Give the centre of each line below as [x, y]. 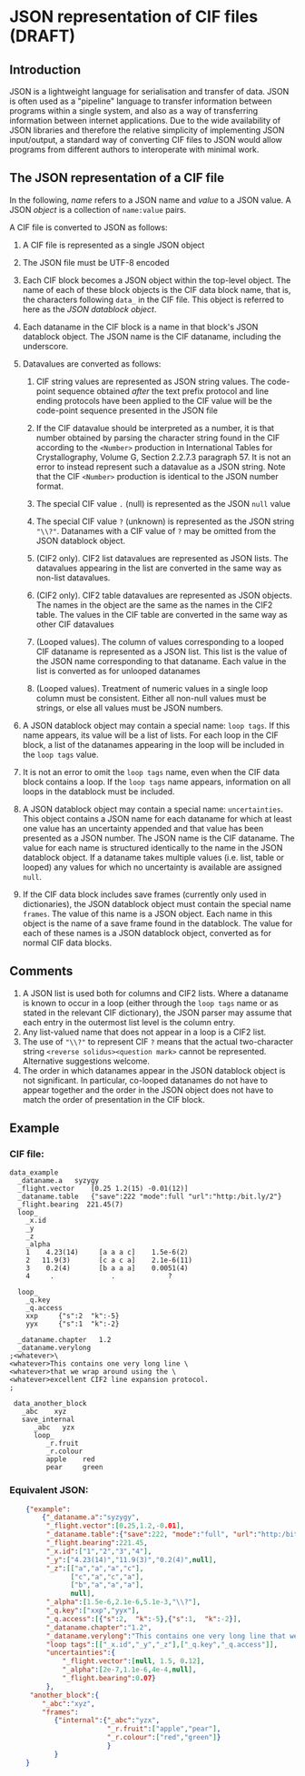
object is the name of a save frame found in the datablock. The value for [157, 923]
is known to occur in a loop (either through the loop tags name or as [150, 1003]
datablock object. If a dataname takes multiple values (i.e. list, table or [153, 857]
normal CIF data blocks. [67, 943]
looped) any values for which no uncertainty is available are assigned [152, 867]
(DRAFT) [42, 36]
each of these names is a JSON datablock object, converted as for [147, 933]
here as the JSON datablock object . [89, 309]
